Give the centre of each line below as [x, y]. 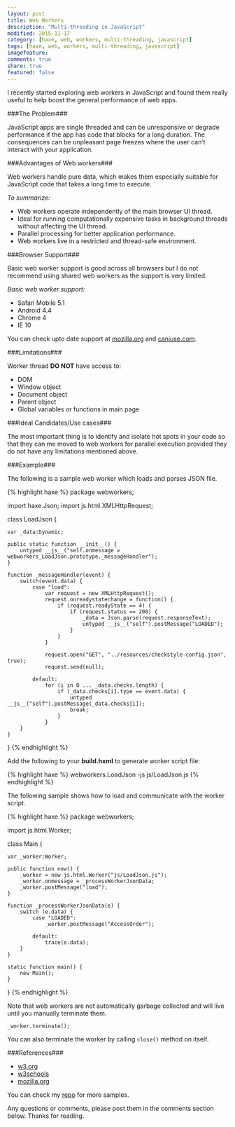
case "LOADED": [55, 918]
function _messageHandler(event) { [59, 575]
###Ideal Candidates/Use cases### [59, 423]
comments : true [29, 60]
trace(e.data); [67, 942]
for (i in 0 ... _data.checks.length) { [104, 685]
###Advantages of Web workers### [60, 163]
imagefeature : [28, 53]
